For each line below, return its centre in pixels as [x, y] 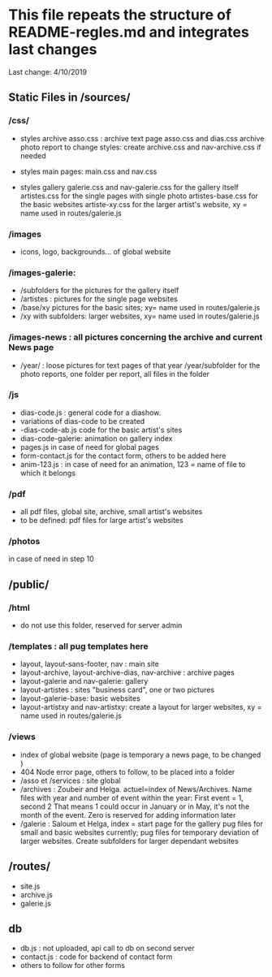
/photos [24, 542]
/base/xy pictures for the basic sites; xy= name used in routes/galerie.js [140, 308]
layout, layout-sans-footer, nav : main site [90, 664]
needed [33, 155]
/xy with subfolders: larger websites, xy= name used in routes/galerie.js [140, 316]
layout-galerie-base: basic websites [80, 698]
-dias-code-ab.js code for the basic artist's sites [101, 430]
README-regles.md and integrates [129, 32]
